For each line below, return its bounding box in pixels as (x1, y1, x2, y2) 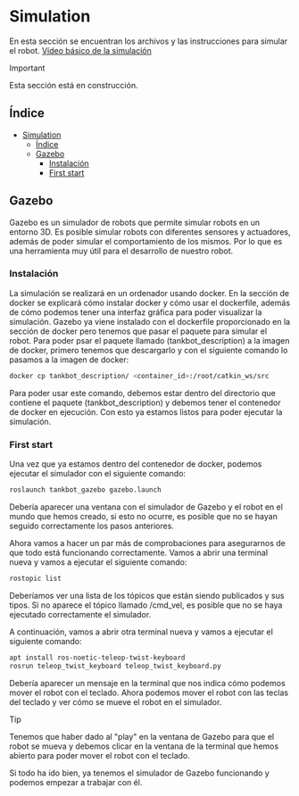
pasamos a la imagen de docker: (9, 354, 129, 365)
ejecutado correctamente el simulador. (9, 609, 152, 619)
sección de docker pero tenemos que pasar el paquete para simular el (9, 326, 268, 336)
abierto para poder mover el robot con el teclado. (9, 750, 190, 760)
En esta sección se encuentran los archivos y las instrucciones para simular (9, 36, 288, 46)
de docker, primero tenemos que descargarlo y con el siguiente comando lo (9, 344, 288, 355)
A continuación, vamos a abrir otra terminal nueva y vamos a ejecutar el (9, 626, 274, 637)
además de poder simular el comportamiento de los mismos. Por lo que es (9, 236, 283, 246)
